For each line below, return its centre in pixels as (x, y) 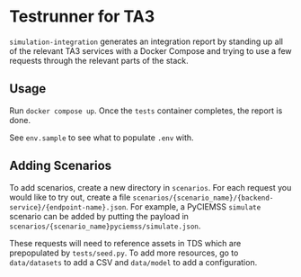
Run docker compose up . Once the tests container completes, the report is (146, 111)
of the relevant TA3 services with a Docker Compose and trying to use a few (150, 50)
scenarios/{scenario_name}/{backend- (203, 198)
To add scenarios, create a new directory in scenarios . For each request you (150, 187)
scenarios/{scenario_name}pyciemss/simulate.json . (105, 226)
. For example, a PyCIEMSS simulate (193, 206)
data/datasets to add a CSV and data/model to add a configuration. (133, 262)
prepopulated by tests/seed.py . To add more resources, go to (124, 253)
